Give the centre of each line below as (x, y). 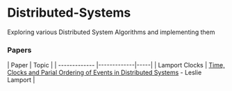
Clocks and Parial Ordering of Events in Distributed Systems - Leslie (105, 73)
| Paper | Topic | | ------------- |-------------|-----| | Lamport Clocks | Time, (116, 65)
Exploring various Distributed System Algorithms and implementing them (111, 32)
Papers (19, 50)
